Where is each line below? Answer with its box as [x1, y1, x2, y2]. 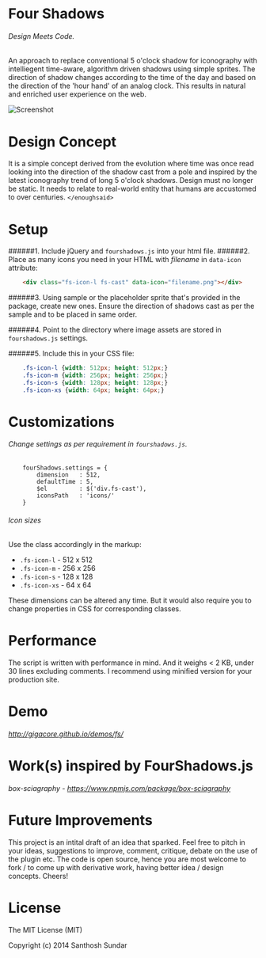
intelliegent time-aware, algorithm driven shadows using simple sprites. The [8, 64, 256, 74]
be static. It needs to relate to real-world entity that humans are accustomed [8, 184, 256, 194]
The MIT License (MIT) [8, 925, 83, 934]
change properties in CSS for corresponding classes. [8, 604, 181, 614]
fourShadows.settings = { [22, 464, 108, 472]
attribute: [8, 263, 38, 273]
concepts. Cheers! [8, 871, 69, 880]
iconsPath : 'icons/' [36, 492, 115, 500]
